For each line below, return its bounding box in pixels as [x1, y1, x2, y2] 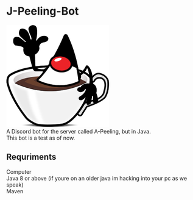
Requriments [6, 152, 57, 162]
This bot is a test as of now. [6, 134, 75, 141]
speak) [6, 181, 24, 188]
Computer [6, 168, 32, 175]
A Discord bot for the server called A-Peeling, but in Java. [6, 127, 151, 135]
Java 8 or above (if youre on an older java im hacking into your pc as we [6, 174, 188, 182]
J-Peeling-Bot [6, 4, 79, 18]
